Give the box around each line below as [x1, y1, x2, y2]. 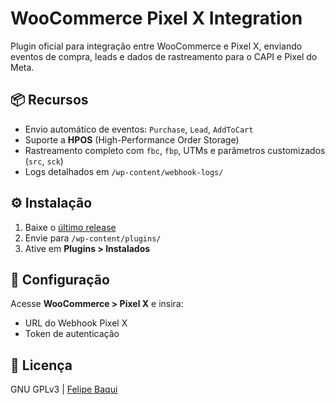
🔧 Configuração [10, 271, 110, 288]
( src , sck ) [24, 155, 64, 167]
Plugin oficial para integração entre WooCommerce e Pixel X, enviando [10, 40, 303, 52]
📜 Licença [10, 357, 73, 374]
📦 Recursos [10, 92, 89, 109]
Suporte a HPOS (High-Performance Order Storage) [24, 133, 240, 146]
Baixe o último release [24, 221, 117, 233]
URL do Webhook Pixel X [24, 317, 128, 329]
